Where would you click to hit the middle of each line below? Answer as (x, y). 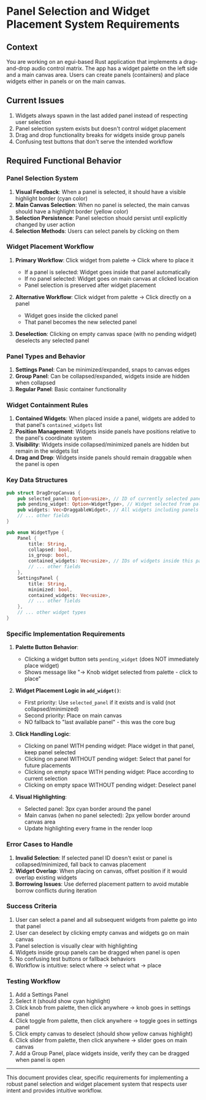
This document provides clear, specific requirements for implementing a (97, 1078)
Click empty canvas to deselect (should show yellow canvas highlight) (104, 1034)
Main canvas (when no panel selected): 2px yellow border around (107, 816)
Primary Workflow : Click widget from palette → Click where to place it (105, 260)
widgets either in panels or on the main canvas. (66, 81)
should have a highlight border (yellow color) (72, 211)
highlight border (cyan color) (51, 198)
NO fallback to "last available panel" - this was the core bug (100, 722)
